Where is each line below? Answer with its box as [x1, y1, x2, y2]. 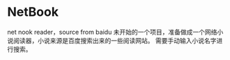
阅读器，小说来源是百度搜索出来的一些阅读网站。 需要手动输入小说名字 [13, 36, 217, 45]
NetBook [7, 4, 59, 20]
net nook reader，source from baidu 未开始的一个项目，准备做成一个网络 [7, 28, 217, 36]
